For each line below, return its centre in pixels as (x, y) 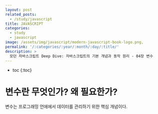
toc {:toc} (22, 70)
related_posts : (21, 14)
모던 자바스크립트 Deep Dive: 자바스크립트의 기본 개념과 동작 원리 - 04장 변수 (81, 56)
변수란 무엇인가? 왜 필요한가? (62, 92)
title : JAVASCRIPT (24, 24)
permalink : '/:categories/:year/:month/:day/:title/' (62, 47)
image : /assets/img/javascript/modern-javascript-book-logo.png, (74, 42)
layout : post (19, 10)
